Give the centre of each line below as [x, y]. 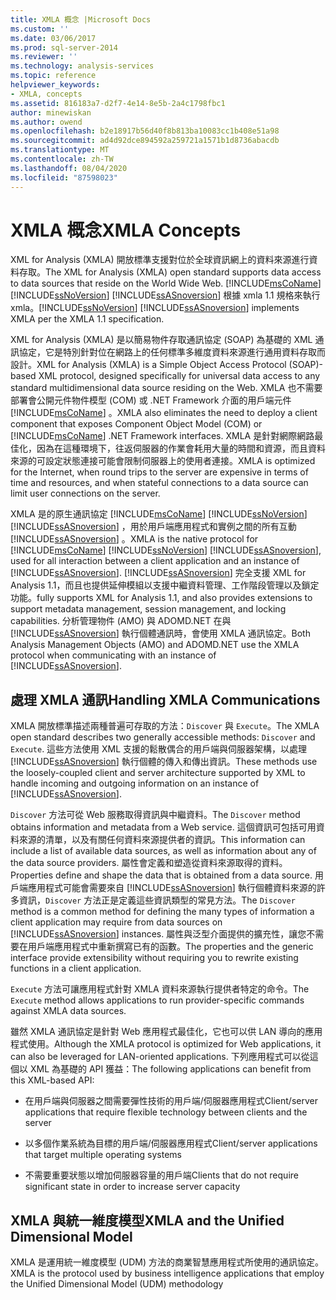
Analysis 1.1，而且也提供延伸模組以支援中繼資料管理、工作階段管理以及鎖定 [165, 585]
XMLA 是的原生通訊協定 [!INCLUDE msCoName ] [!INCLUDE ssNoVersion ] [159, 514]
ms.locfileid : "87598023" [64, 177]
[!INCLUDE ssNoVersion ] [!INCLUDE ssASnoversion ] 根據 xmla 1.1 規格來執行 [165, 295]
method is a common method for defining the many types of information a [162, 912]
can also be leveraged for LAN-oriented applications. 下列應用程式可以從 [160, 1057]
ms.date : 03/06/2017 [53, 38]
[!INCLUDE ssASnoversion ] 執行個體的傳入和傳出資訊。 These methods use [164, 762]
